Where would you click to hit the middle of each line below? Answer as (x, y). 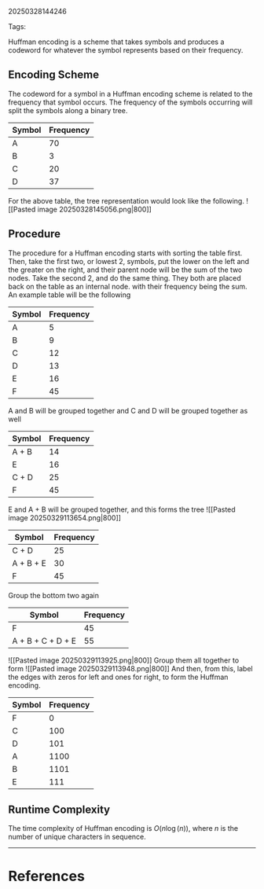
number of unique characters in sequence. (77, 837)
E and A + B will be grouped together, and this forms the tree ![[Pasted (122, 509)
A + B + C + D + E (44, 641)
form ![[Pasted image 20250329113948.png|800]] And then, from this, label (130, 668)
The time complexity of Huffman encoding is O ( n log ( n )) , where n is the (123, 828)
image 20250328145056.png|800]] (94, 209)
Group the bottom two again (54, 595)
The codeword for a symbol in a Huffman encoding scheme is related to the (130, 94)
